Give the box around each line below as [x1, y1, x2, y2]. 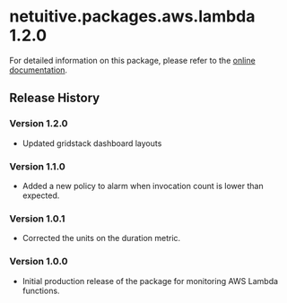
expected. [22, 190, 60, 201]
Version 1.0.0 [9, 255, 68, 268]
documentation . [9, 65, 68, 75]
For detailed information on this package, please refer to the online [9, 55, 256, 65]
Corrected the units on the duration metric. [22, 233, 181, 244]
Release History [9, 91, 100, 106]
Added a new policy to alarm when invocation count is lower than [22, 180, 264, 191]
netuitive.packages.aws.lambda [9, 6, 256, 27]
